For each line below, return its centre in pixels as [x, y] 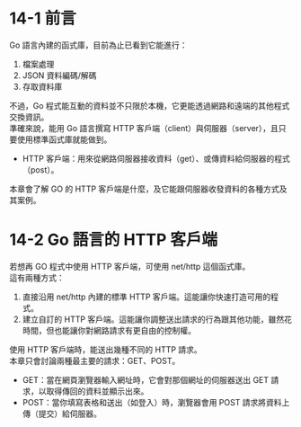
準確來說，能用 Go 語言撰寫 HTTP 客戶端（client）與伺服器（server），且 [144, 128]
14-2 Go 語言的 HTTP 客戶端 [114, 240]
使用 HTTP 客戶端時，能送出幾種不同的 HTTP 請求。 [106, 349]
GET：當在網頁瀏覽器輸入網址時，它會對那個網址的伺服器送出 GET [146, 379]
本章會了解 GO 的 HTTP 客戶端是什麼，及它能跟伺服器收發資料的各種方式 [145, 189]
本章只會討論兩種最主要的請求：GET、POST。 [95, 360]
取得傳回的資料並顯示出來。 [97, 391]
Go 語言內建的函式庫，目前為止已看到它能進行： [98, 45]
